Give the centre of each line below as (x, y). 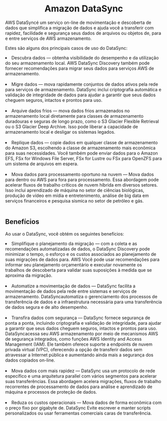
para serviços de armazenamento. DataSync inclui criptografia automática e (83, 89)
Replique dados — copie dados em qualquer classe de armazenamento (85, 142)
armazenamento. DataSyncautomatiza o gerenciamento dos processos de (82, 296)
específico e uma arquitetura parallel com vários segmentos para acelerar (81, 376)
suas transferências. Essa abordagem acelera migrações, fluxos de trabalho (83, 381)
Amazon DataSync (84, 9)
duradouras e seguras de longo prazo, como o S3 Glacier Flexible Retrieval (82, 121)
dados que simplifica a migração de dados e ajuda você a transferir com (80, 27)
